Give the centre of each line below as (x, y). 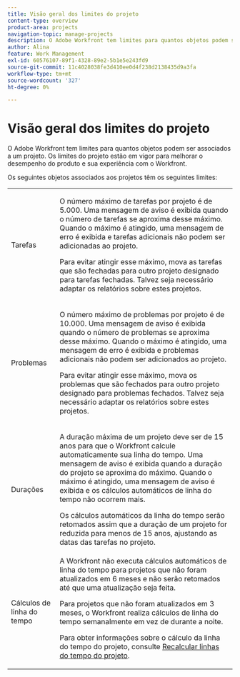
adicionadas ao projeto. (99, 246)
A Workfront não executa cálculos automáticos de (143, 561)
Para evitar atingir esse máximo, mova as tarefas (141, 262)
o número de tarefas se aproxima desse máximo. (141, 219)
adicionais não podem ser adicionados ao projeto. (143, 359)
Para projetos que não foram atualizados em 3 (137, 604)
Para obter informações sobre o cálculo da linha (140, 638)
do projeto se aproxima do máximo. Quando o (136, 473)
